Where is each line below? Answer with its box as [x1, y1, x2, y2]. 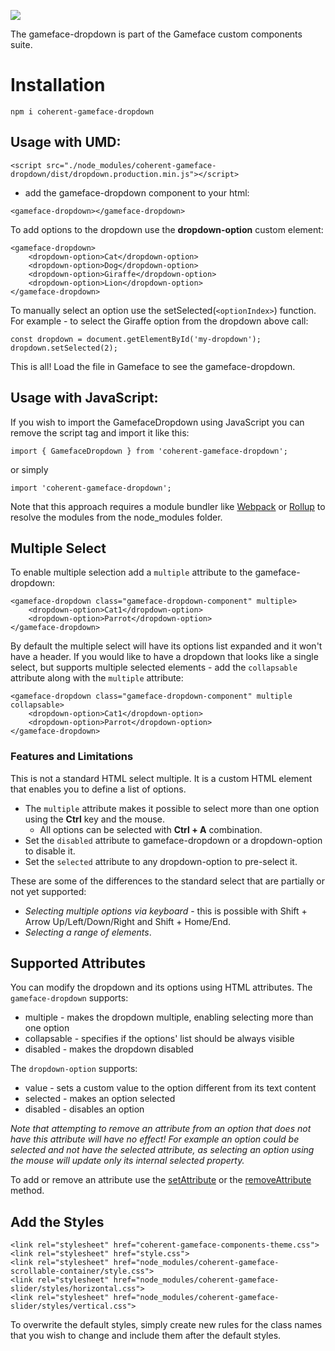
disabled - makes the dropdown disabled [24, 1043, 194, 1055]
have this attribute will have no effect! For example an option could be [10, 1133, 300, 1145]
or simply [10, 463, 49, 475]
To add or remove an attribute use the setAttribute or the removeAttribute [10, 1174, 312, 1186]
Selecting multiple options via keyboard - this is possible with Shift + [24, 905, 308, 917]
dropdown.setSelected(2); [10, 343, 118, 353]
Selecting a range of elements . [24, 926, 152, 938]
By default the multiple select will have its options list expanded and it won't [10, 640, 323, 652]
